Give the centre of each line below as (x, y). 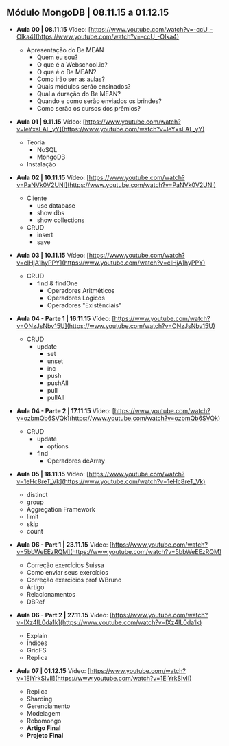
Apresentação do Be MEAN (65, 50)
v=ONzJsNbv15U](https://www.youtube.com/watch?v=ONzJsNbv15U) (116, 326)
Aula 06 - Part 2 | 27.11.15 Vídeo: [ (64, 615)
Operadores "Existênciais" (84, 305)
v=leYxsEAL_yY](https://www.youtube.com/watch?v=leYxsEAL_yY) (110, 129)
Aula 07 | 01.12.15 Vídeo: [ (53, 670)
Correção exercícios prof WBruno (74, 580)
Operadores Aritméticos (81, 290)
